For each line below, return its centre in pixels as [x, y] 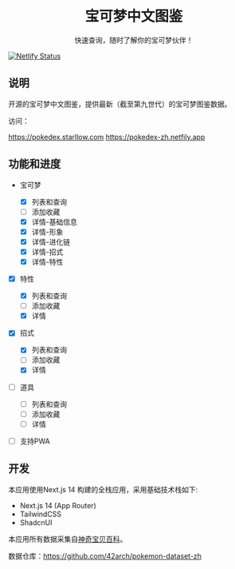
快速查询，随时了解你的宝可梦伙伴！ [134, 40]
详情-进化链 [51, 241]
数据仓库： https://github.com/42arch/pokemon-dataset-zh [105, 555]
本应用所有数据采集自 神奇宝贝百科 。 [68, 539]
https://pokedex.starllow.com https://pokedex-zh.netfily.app [107, 137]
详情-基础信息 [55, 221]
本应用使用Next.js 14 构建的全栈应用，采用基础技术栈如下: [103, 489]
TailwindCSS [41, 514]
